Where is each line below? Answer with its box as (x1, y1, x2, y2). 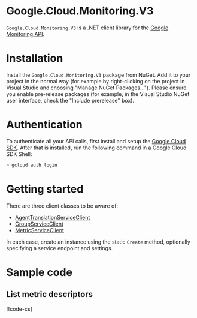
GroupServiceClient (14, 220, 64, 227)
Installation (6, 52, 63, 65)
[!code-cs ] (6, 305, 33, 313)
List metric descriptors (6, 289, 93, 299)
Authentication (6, 118, 83, 131)
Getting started (6, 182, 84, 196)
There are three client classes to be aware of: (6, 202, 119, 209)
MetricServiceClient (14, 226, 65, 233)
